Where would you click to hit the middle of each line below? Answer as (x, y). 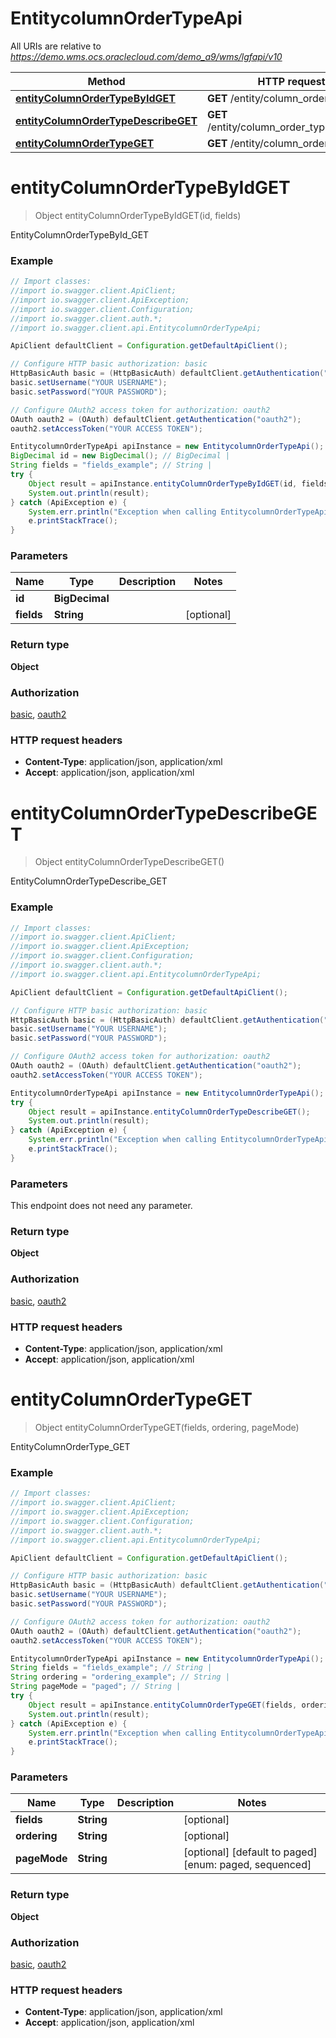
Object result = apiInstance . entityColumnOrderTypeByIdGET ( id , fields (178, 483)
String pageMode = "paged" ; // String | (96, 1687)
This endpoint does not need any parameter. (101, 1206)
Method (106, 81)
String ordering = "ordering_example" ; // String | (120, 1677)
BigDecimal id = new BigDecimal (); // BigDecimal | (120, 456)
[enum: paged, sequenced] (247, 1865)
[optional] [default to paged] (250, 1852)
